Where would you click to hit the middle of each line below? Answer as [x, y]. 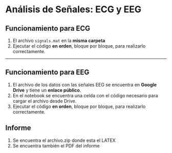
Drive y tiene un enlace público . [47, 90]
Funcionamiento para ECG [48, 28]
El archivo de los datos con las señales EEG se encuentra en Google [85, 84]
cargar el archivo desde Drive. [45, 101]
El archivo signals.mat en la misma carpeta [59, 40]
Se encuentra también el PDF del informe [56, 146]
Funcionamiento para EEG [47, 72]
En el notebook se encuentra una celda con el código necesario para [85, 95]
